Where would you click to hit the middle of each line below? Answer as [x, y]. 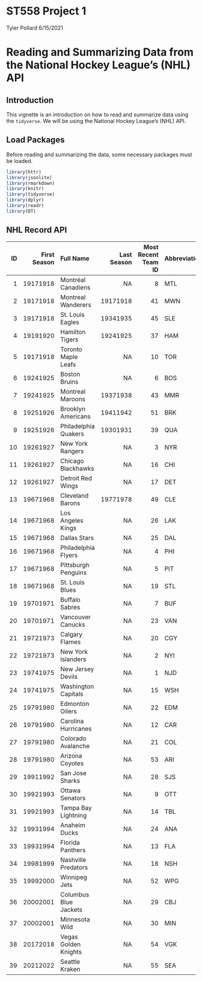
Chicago [72, 461]
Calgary [71, 634]
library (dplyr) [25, 200]
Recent [148, 255]
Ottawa [70, 790]
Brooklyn [73, 408]
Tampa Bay [76, 808]
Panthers [73, 850]
